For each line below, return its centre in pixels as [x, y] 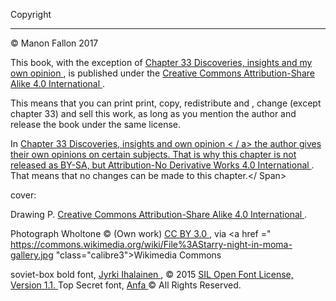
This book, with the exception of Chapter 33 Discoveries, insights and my [161, 62]
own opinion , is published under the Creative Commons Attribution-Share [162, 73]
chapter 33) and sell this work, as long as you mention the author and [153, 113]
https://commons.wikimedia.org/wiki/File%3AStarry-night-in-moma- [151, 244]
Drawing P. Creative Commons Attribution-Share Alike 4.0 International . [159, 214]
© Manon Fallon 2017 [54, 43]
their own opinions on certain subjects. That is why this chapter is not [153, 154]
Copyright [31, 14]
